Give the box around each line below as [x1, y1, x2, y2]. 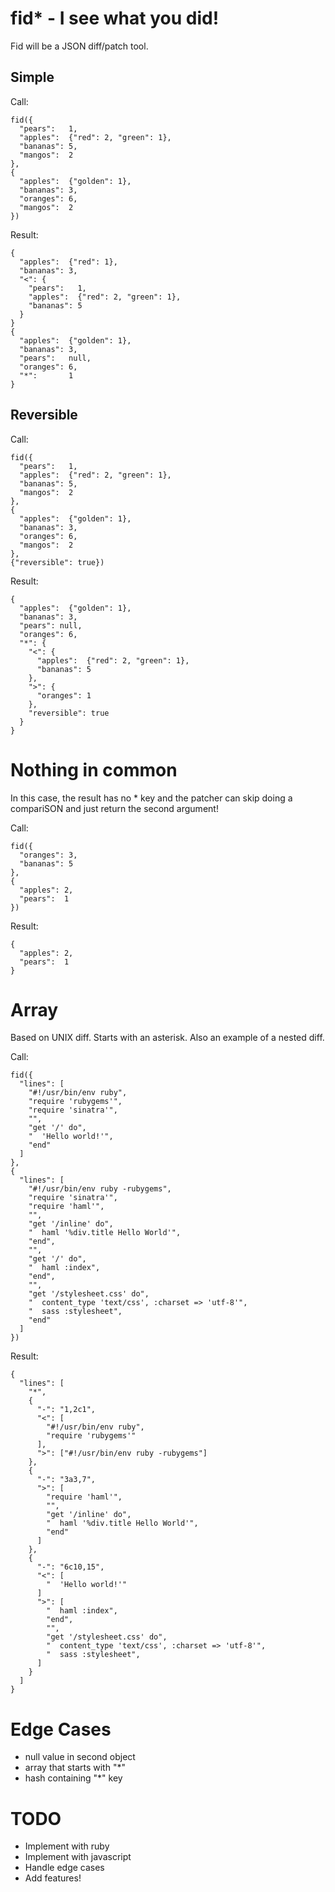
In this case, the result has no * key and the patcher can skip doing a [10, 792, 293, 804]
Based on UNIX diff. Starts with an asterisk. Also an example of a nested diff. [10, 1032, 325, 1044]
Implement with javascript [24, 1851, 132, 1863]
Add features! [24, 1872, 82, 1884]
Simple [10, 69, 55, 86]
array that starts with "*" [24, 1762, 126, 1774]
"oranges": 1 [36, 690, 92, 701]
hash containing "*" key [24, 1772, 123, 1784]
